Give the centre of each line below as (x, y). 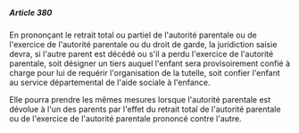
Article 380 (31, 12)
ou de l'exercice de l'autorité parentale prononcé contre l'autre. (126, 118)
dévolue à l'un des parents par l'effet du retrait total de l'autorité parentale (145, 109)
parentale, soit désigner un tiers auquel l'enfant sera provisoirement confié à (150, 63)
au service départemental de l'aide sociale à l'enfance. (110, 82)
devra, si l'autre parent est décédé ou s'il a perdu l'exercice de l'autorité (141, 54)
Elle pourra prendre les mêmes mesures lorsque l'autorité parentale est (140, 99)
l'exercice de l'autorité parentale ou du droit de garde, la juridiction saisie (143, 44)
